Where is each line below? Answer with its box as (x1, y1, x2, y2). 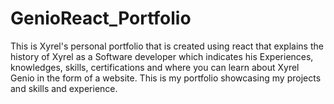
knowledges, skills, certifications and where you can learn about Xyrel (10, 61, 300, 73)
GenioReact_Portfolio (10, 7, 192, 30)
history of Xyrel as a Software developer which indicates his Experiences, (10, 50, 314, 62)
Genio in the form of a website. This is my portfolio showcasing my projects (10, 72, 322, 84)
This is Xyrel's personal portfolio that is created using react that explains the (10, 40, 324, 52)
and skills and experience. (10, 82, 118, 94)
